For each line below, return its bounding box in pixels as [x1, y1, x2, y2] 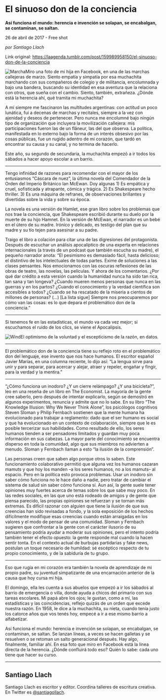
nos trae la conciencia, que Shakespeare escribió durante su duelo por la [5, 211, 154, 217]
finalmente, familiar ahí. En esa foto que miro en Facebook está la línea [5, 641, 149, 647]
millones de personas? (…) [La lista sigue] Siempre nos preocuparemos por [5, 294, 158, 300]
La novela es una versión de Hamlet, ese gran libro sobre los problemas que [5, 206, 160, 212]
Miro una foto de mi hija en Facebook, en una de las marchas [25, 68, 150, 75]
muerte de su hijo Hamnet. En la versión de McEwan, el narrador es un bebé [5, 216, 161, 222]
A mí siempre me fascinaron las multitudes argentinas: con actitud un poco [5, 104, 158, 110]
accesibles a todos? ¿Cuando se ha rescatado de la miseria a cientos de [5, 289, 152, 295]
